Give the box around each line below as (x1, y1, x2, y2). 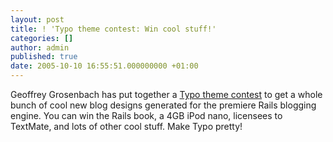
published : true (10, 52, 78, 62)
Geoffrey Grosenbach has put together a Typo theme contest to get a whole (10, 89, 323, 100)
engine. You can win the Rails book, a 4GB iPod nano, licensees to (10, 110, 283, 121)
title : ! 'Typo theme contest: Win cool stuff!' (10, 24, 217, 34)
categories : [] (10, 33, 74, 43)
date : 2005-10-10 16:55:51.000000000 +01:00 (10, 61, 199, 71)
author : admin (10, 42, 70, 53)
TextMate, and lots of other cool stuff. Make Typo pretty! (10, 121, 243, 132)
